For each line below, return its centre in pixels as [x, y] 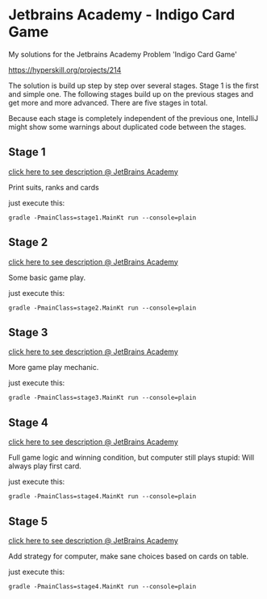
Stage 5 [28, 521]
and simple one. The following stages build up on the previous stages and [131, 94]
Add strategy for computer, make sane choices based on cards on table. [128, 556]
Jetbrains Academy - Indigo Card [122, 15]
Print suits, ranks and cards [54, 187]
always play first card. [45, 466]
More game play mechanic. [54, 368]
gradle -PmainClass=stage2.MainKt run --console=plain [102, 308]
